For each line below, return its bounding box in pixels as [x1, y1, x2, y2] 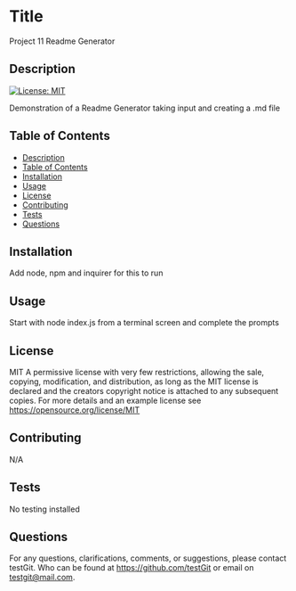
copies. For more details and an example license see [9, 395, 202, 406]
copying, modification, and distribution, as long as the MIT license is [9, 376, 260, 387]
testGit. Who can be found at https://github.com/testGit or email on [9, 562, 255, 573]
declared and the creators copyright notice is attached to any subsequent [9, 386, 279, 396]
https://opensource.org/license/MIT [9, 405, 140, 415]
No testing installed [9, 504, 80, 514]
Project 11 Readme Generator [9, 36, 116, 46]
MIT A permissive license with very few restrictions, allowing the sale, [9, 367, 265, 377]
